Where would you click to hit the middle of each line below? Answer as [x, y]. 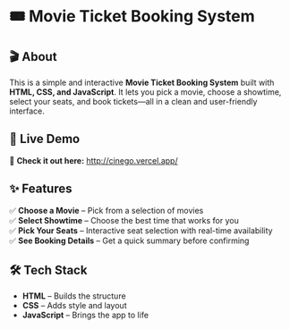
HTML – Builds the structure [74, 296]
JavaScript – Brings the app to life [85, 315]
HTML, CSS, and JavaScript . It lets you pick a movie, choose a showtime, [145, 92]
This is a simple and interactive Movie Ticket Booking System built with [142, 82]
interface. [27, 111]
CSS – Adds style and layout [74, 306]
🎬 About [33, 57]
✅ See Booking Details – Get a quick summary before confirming [129, 240]
